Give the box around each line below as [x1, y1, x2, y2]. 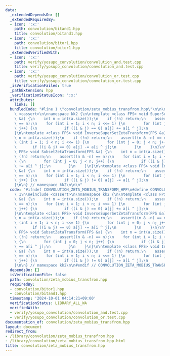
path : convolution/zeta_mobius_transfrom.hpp [10, 277, 108, 282]
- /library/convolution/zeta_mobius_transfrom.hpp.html [5, 339, 125, 344]
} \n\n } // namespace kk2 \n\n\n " [14, 183, 82, 188]
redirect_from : [5, 329, 37, 334]
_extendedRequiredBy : [10, 17, 56, 22]
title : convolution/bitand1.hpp [14, 31, 82, 36]
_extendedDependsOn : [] [10, 12, 60, 17]
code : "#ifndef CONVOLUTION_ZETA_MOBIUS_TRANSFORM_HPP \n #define [10, 187, 148, 192]
